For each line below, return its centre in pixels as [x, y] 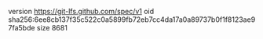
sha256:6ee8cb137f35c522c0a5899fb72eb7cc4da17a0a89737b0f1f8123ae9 [132, 19]
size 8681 [52, 28]
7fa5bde [22, 28]
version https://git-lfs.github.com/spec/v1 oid [81, 11]
